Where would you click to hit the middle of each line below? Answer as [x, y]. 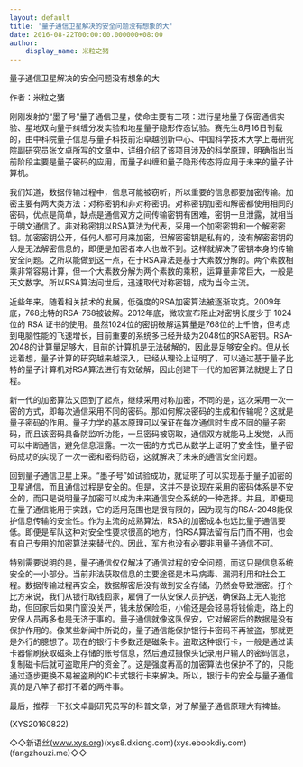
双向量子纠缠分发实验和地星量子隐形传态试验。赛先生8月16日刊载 [162, 128]
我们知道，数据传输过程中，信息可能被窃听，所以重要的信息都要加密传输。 [147, 192]
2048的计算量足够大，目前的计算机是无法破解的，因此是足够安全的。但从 [146, 347]
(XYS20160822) [39, 725]
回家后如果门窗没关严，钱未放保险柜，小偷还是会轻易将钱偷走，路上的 [163, 608]
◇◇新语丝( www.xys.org [55, 743]
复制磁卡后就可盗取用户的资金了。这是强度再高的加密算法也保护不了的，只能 [151, 664]
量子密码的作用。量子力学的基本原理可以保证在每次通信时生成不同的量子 [143, 423]
